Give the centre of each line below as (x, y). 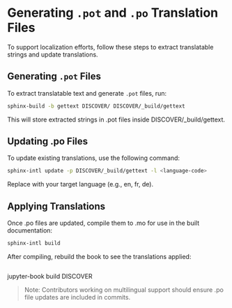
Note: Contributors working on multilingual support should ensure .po (124, 290)
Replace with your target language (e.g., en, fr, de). (80, 184)
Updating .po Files (48, 141)
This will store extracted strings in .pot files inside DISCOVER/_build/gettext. (116, 119)
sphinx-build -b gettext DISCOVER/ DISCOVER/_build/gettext (96, 106)
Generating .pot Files (54, 76)
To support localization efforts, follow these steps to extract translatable (110, 47)
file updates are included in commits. (77, 297)
